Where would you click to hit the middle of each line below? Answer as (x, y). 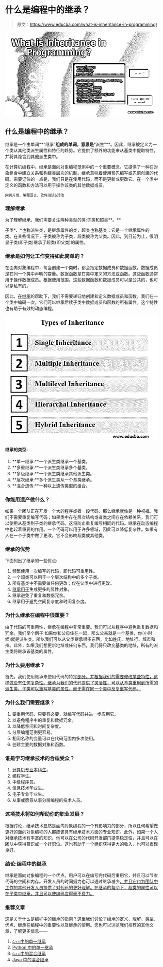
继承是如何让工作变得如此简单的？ (45, 256)
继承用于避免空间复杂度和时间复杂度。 (50, 601)
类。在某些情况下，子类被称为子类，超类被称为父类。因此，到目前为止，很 (79, 236)
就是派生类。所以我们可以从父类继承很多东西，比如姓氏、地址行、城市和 (83, 639)
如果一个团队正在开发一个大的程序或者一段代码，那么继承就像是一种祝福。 (79, 511)
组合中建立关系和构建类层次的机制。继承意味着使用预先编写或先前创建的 (81, 173)
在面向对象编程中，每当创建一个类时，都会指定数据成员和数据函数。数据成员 (81, 268)
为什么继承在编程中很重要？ (37, 615)
